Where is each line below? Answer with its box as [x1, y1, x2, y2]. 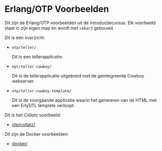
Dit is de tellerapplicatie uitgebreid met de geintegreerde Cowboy [11, 73, 145, 78]
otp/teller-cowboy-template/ [11, 88, 72, 93]
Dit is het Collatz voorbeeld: [4, 112, 61, 118]
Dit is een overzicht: [4, 35, 45, 40]
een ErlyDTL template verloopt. [11, 102, 75, 108]
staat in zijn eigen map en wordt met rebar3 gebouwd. [4, 25, 114, 31]
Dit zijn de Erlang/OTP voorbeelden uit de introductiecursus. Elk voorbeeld [4, 20, 156, 26]
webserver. [11, 78, 35, 84]
